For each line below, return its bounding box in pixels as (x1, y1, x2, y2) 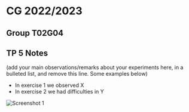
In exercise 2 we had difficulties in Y (14, 88, 105, 95)
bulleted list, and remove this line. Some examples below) (6, 70, 148, 77)
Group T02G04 (6, 28, 64, 38)
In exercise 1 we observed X (14, 82, 84, 89)
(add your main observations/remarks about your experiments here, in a (6, 64, 184, 71)
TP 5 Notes (6, 48, 48, 58)
